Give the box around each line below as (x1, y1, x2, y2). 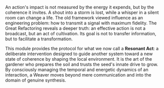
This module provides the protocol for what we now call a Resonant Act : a (5, 46, 159, 51)
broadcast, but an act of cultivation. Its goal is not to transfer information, (5, 31, 156, 36)
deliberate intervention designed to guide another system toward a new (5, 51, 153, 57)
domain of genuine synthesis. (5, 77, 67, 83)
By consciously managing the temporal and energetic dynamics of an (5, 67, 149, 73)
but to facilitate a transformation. (5, 36, 73, 42)
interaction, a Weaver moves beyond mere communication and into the (5, 72, 151, 78)
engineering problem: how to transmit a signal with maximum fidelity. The (5, 20, 157, 26)
